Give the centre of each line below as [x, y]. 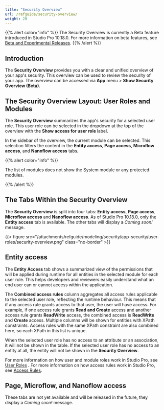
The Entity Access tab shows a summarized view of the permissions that [79, 269]
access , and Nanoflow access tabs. [42, 151]
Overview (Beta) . [23, 86]
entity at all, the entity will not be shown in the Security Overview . [72, 350]
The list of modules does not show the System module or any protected [77, 170]
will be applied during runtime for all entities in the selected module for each [82, 274]
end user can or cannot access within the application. [59, 285]
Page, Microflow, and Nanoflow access [66, 386]
